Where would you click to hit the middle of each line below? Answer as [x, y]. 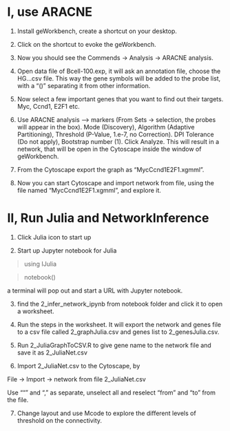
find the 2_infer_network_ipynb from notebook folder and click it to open [120, 304]
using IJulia [40, 264]
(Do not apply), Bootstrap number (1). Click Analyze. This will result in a [118, 141]
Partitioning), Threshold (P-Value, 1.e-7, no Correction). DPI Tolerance [116, 134]
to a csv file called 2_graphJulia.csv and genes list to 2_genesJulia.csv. [118, 332]
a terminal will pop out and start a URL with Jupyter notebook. [95, 291]
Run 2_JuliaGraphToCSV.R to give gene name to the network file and [114, 345]
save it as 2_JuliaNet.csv [52, 353]
